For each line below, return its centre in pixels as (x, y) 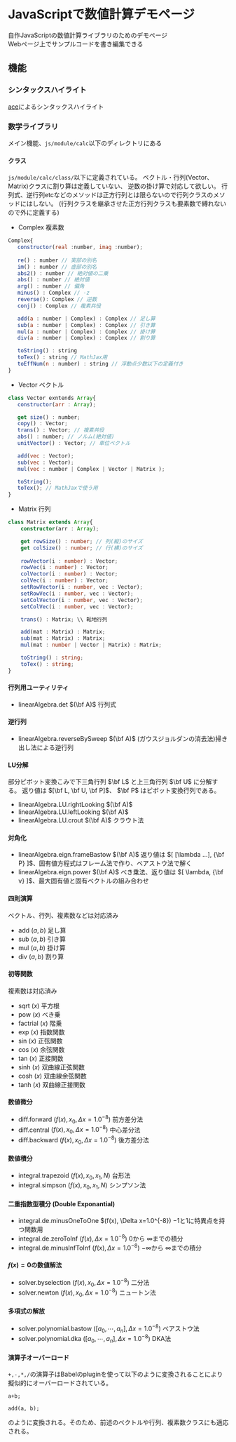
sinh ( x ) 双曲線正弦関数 (51, 1067)
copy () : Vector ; (43, 424)
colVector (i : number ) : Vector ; (69, 574)
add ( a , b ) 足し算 (42, 930)
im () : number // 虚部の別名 (57, 267)
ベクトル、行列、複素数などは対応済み (63, 915)
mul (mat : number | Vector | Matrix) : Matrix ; (91, 645)
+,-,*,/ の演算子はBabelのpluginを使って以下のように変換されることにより (116, 1374)
